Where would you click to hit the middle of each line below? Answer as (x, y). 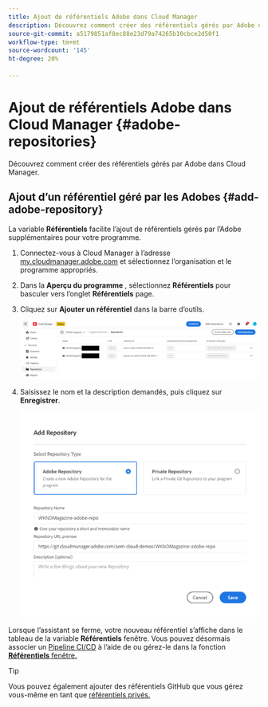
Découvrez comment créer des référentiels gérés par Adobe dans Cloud (127, 163)
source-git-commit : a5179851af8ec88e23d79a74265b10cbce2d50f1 (114, 33)
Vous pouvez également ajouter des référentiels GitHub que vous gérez (126, 686)
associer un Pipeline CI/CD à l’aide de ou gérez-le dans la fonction (117, 647)
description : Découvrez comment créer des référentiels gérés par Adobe (132, 25)
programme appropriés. (59, 269)
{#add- (241, 197)
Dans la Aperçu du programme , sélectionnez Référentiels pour (125, 285)
